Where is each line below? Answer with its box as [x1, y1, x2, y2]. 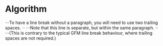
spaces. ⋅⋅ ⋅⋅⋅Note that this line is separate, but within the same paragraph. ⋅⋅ [5, 24, 159, 30]
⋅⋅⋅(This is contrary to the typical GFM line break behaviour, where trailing [5, 30, 153, 36]
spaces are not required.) [5, 35, 56, 41]
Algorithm [5, 3, 47, 15]
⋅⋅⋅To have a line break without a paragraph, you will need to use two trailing [5, 20, 158, 25]
